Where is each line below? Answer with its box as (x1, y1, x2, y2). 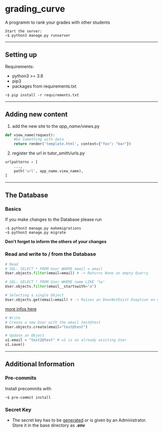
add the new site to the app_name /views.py (12, 123, 100, 129)
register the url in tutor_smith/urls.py (12, 150, 85, 156)
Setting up (5, 51, 37, 59)
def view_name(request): (5, 132, 55, 138)
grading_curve (5, 3, 65, 15)
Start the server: (5, 29, 42, 33)
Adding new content (5, 110, 68, 119)
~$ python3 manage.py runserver (5, 33, 70, 38)
